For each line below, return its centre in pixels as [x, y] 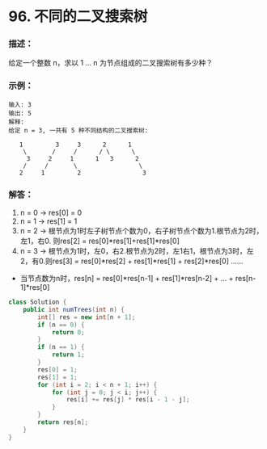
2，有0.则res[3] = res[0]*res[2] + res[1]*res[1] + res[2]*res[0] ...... [131, 261]
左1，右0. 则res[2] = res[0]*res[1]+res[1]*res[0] [100, 241]
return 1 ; [68, 355]
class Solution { [38, 302]
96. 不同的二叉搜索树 [78, 17]
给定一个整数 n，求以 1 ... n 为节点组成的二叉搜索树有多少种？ [111, 63]
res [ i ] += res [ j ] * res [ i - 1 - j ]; [128, 400]
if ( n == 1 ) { [61, 347]
